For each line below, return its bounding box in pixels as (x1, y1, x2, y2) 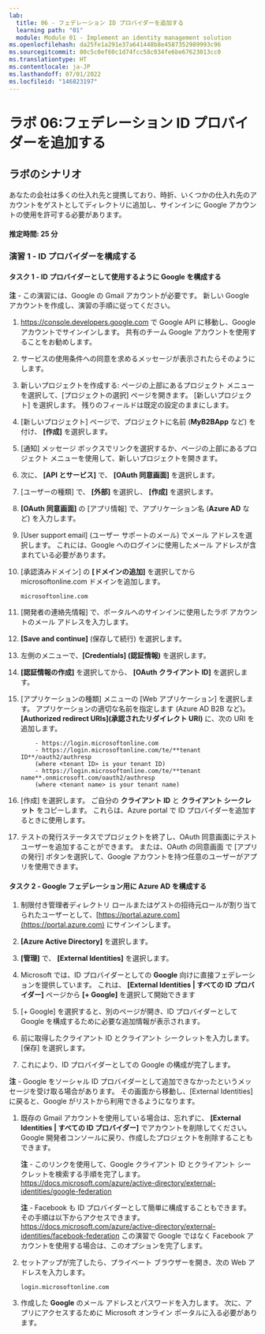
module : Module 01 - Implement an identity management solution (16, 33, 232, 42)
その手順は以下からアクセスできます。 (20, 1213, 144, 1223)
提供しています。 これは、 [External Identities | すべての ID (41, 980, 233, 990)
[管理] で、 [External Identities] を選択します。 (20, 954, 174, 963)
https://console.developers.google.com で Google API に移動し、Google (20, 317, 256, 327)
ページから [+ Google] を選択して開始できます (45, 990, 196, 1000)
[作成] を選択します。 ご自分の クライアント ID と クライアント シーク (20, 796, 245, 805)
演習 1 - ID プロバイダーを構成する (9, 251, 137, 262)
